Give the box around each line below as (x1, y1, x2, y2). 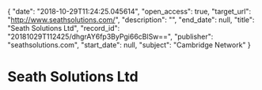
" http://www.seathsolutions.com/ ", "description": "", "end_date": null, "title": (7, 15, 255, 24)
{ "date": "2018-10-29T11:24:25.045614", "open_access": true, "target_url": (7, 7, 252, 16)
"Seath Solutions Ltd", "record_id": (7, 24, 120, 32)
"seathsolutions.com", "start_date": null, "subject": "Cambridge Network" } (7, 40, 251, 50)
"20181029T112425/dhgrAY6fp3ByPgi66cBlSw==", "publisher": (7, 32, 214, 41)
